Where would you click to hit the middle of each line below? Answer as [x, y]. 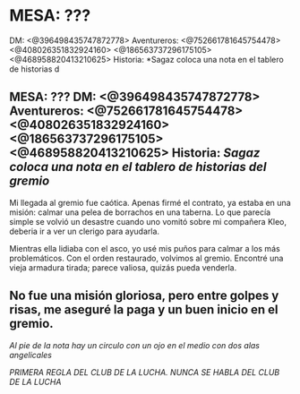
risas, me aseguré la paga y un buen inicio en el [144, 310]
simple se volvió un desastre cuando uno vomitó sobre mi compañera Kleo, [148, 221]
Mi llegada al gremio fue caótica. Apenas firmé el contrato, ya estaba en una [150, 202]
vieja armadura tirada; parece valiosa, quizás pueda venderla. [123, 267]
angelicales [30, 355]
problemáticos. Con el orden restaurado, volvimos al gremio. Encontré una [146, 258]
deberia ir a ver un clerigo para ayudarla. [84, 231]
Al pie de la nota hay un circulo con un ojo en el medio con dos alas [135, 345]
